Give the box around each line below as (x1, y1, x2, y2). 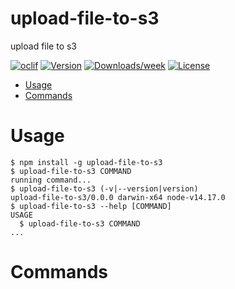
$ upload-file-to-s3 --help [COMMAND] (10, 201, 172, 211)
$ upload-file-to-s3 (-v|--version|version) (10, 183, 199, 194)
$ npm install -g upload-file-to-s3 (10, 157, 163, 167)
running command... (10, 175, 92, 185)
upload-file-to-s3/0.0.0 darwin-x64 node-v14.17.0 (10, 192, 226, 202)
